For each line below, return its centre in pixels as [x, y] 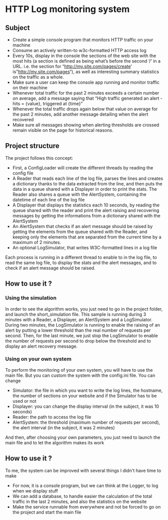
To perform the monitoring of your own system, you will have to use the [79, 370]
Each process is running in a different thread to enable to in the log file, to [81, 257]
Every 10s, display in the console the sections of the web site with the [84, 56]
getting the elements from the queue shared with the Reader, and [80, 231]
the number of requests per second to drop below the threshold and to [78, 341]
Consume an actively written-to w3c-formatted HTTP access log [79, 50]
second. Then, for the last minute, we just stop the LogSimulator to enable [81, 335]
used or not [24, 401]
